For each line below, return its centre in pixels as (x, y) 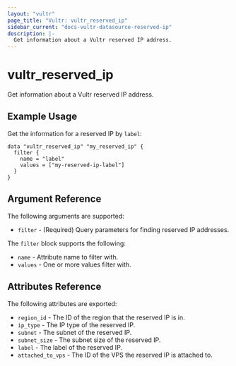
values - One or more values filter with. (75, 264)
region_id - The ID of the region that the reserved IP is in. (101, 317)
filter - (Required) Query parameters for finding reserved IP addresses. (123, 229)
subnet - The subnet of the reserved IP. (75, 332)
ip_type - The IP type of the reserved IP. (76, 324)
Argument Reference (54, 199)
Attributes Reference (54, 287)
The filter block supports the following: (66, 243)
